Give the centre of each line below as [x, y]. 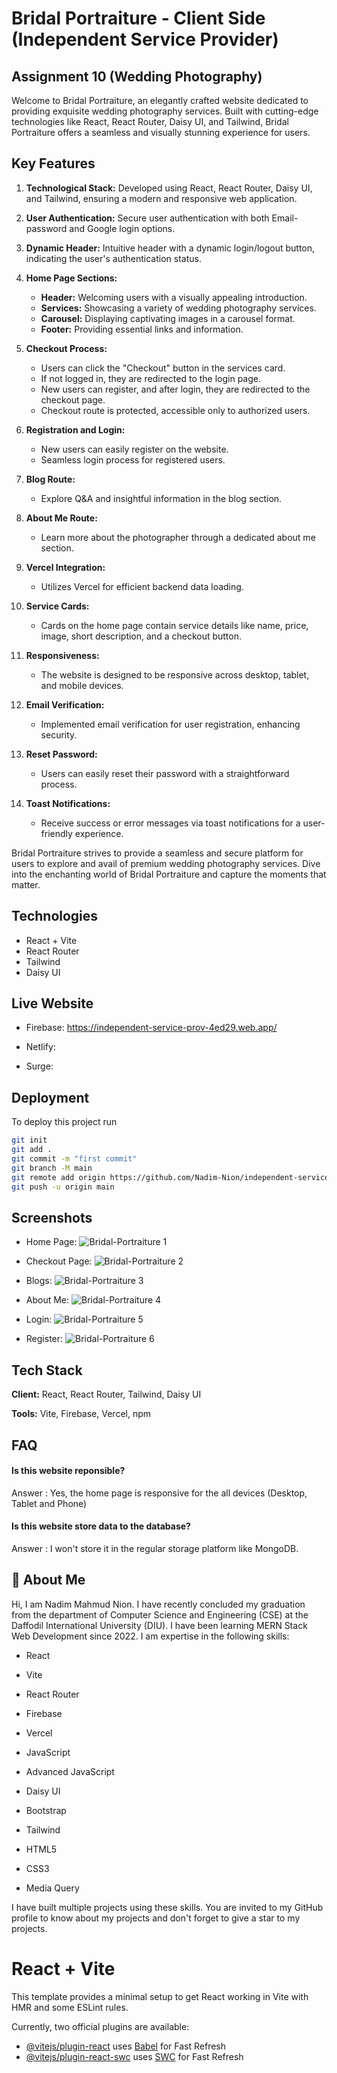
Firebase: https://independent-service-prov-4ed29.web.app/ [151, 1028]
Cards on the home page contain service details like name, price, [174, 625]
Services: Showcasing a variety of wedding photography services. [178, 308]
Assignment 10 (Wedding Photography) [137, 76]
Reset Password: [61, 754]
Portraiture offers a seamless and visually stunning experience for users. [161, 132]
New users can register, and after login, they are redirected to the [175, 389]
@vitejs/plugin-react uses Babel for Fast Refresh [126, 2046]
